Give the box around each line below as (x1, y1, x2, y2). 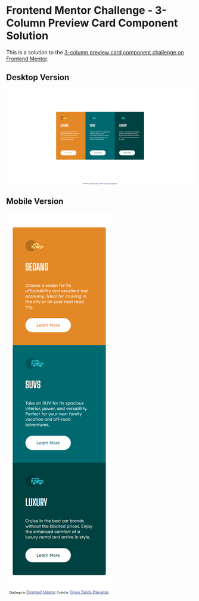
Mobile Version (6, 196, 64, 206)
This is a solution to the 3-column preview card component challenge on (6, 48, 185, 56)
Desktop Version (6, 72, 70, 82)
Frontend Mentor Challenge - (6, 4, 153, 17)
